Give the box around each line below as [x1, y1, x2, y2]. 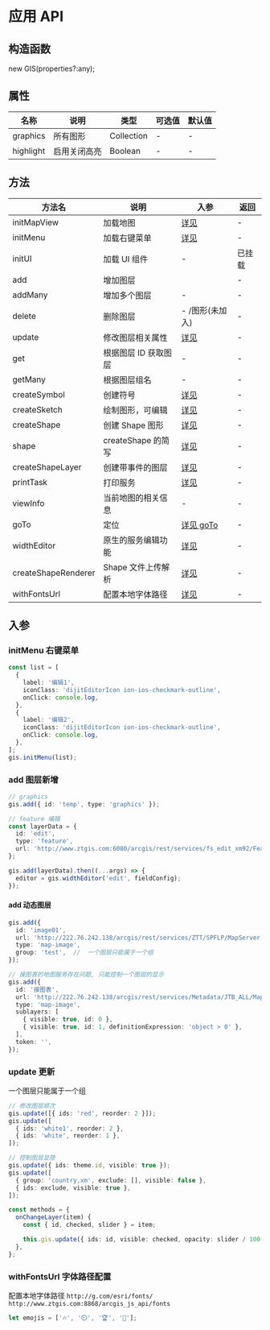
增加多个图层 [103, 289, 152, 300]
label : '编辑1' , [22, 678, 75, 687]
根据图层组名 [103, 374, 152, 385]
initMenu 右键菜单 [8, 644, 79, 656]
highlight [12, 145, 46, 156]
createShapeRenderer [12, 567, 96, 578]
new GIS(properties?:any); [8, 64, 95, 73]
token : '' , [15, 1038, 52, 1046]
